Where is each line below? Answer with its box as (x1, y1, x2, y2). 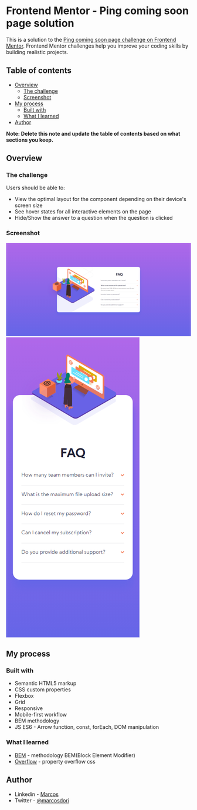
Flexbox (14, 692, 34, 699)
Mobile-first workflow (14, 711, 67, 718)
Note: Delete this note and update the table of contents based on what (6, 130, 181, 137)
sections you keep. (6, 136, 54, 143)
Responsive (14, 705, 43, 712)
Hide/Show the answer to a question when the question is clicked (14, 215, 173, 222)
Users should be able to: (6, 184, 66, 192)
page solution (6, 16, 74, 30)
